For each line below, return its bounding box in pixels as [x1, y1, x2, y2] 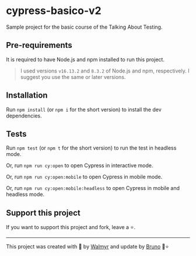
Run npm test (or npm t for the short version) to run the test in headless [6, 144, 177, 151]
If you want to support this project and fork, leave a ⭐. [6, 224, 136, 231]
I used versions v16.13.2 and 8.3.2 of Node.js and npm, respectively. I [20, 67, 190, 74]
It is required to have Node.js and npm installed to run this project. [6, 56, 165, 63]
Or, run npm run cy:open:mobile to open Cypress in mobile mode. [6, 174, 163, 181]
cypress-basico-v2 [6, 4, 101, 18]
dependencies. [6, 112, 42, 119]
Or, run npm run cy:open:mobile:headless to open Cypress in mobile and [6, 185, 180, 192]
